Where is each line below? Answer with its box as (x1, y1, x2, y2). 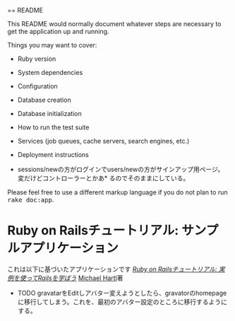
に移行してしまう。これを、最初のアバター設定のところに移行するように (17, 297, 227, 306)
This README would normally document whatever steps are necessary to (7, 20, 222, 28)
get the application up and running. (7, 28, 109, 35)
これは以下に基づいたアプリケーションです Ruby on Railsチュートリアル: (7, 264, 217, 273)
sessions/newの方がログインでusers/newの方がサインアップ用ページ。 (17, 165, 224, 173)
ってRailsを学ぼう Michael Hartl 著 (25, 274, 123, 282)
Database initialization (17, 110, 83, 117)
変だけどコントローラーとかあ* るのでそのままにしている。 (17, 174, 190, 182)
